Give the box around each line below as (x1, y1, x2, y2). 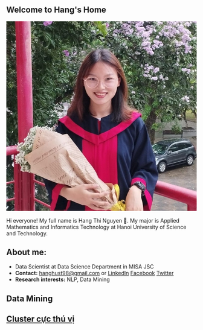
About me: (6, 247, 47, 258)
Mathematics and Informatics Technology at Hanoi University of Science (6, 223, 187, 230)
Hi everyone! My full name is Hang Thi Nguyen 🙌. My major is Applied (6, 217, 180, 224)
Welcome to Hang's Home (6, 5, 107, 15)
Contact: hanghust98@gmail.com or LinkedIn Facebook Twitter (14, 270, 174, 277)
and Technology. (6, 229, 48, 237)
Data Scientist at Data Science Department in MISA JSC (14, 263, 154, 270)
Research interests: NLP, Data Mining (14, 276, 110, 283)
